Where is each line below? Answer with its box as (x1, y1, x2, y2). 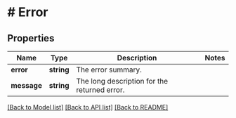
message (11, 81, 42, 90)
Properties (7, 32, 55, 44)
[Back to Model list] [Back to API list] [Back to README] (7, 103, 169, 111)
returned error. (76, 85, 125, 95)
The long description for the (76, 77, 169, 86)
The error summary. (76, 65, 142, 74)
